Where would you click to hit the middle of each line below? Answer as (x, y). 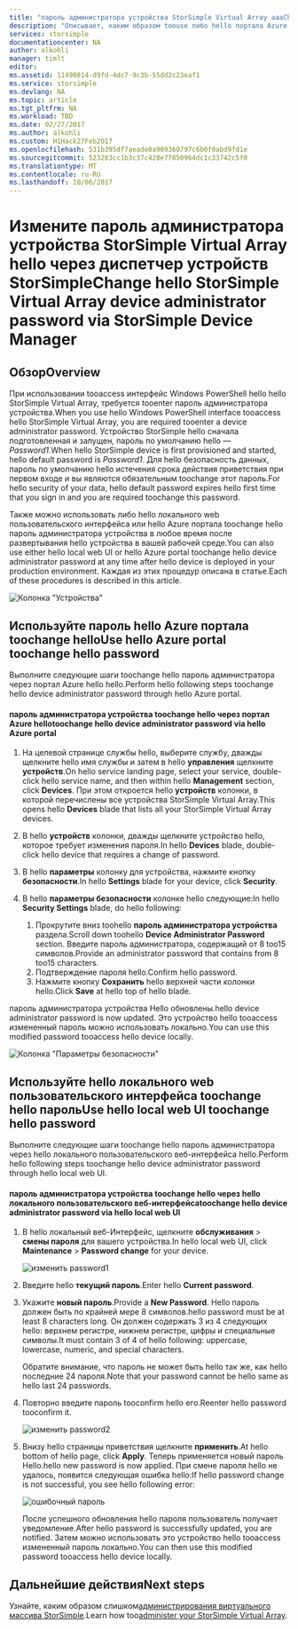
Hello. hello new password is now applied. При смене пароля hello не (149, 1466)
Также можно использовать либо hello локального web (114, 515)
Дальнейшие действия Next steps (107, 1584)
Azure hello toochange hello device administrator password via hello (137, 724)
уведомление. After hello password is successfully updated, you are (147, 1529)
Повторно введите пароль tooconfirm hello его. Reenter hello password (154, 1403)
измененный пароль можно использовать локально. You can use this (139, 1027)
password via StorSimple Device (131, 321)
